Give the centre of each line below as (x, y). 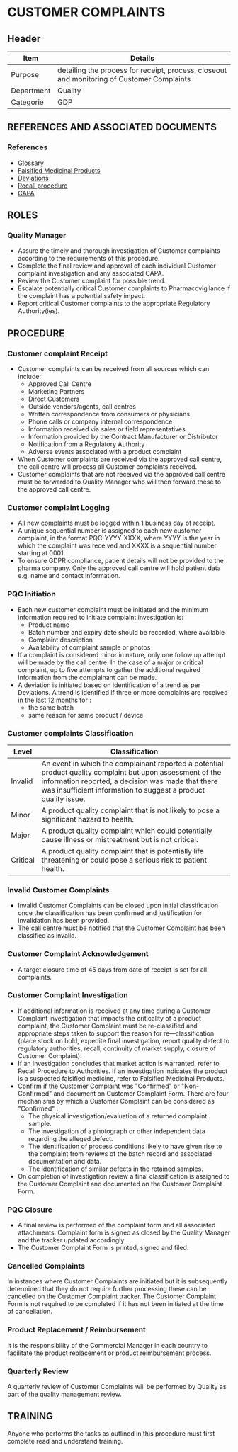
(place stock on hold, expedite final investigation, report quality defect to (124, 1040)
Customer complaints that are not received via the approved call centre (121, 475)
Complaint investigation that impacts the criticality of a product (109, 1018)
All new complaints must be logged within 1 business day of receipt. (117, 523)
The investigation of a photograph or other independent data (117, 1131)
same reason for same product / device (86, 715)
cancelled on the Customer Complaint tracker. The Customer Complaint (112, 1296)
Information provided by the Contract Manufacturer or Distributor (123, 437)
